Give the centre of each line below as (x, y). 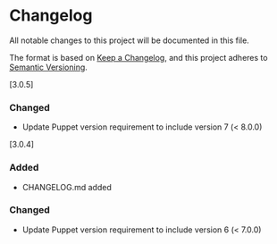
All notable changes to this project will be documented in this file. (130, 40)
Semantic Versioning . (48, 67)
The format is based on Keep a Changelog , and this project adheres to (138, 57)
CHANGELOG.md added (67, 187)
